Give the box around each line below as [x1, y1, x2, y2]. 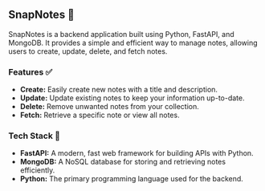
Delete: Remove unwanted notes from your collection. [19, 102, 199, 112]
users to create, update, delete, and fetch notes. [8, 46, 168, 56]
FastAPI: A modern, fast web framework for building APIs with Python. [19, 148, 255, 158]
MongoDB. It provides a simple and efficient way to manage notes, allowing [8, 38, 259, 47]
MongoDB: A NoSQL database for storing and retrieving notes [19, 157, 226, 167]
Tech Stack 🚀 [8, 130, 61, 141]
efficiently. [19, 165, 55, 175]
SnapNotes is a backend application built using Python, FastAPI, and [8, 29, 234, 39]
